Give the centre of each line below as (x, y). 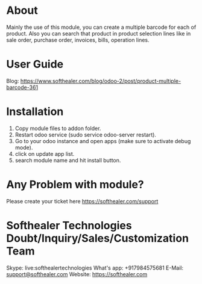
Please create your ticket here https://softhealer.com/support (82, 201)
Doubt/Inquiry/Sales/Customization (97, 238)
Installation (35, 112)
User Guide (35, 64)
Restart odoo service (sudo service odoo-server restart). (86, 134)
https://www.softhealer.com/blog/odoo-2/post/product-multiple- (101, 81)
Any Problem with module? (75, 185)
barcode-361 (22, 87)
